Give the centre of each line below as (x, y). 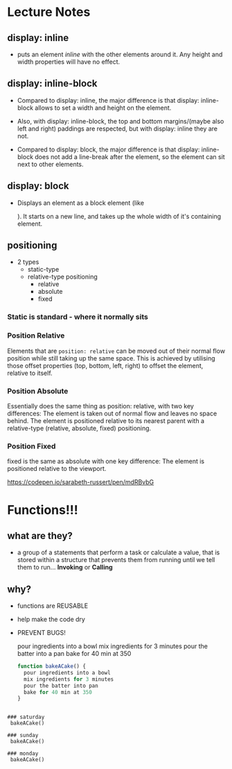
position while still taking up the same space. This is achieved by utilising (111, 358)
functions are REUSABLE (53, 606)
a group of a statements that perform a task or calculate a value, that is (118, 552)
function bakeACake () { (52, 667)
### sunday (23, 736)
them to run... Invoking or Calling (65, 568)
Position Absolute (38, 391)
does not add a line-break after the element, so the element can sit (130, 156)
